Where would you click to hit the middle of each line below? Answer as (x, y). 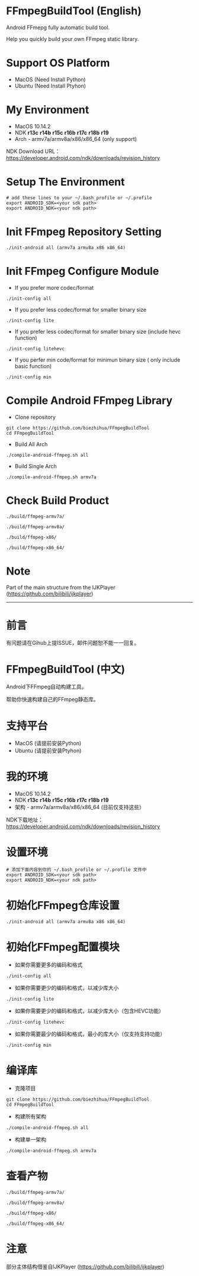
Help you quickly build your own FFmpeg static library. (73, 39)
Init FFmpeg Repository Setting (84, 232)
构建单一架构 (30, 1139)
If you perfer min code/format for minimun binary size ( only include (97, 360)
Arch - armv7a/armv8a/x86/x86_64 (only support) (76, 139)
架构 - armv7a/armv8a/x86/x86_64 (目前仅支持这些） (80, 807)
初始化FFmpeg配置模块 (63, 947)
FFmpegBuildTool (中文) (66, 669)
